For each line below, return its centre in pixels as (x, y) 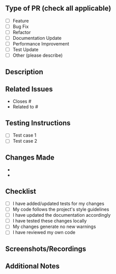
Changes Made (30, 157)
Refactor (22, 32)
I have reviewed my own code (44, 233)
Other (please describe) (38, 55)
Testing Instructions (38, 123)
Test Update (25, 50)
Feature (21, 20)
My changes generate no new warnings (54, 226)
